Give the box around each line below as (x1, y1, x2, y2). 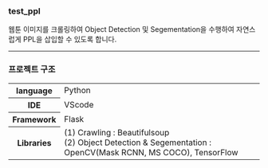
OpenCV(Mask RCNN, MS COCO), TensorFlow (63, 147, 238, 158)
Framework (12, 114, 57, 125)
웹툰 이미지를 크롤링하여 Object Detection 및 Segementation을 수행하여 (8, 25, 235, 34)
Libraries (17, 138, 52, 149)
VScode (63, 99, 94, 110)
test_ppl (8, 6, 41, 17)
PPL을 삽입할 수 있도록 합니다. (22, 34, 117, 45)
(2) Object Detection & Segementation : (63, 137, 211, 148)
